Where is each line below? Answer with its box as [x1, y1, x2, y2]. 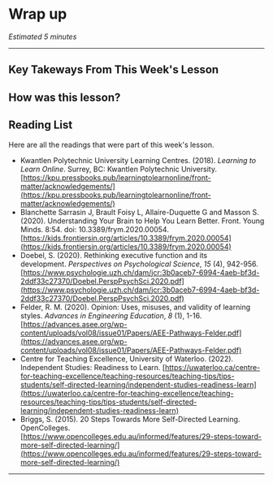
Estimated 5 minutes [8, 32, 77, 41]
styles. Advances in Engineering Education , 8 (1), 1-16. [19, 310, 202, 321]
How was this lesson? [8, 90, 121, 104]
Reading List [8, 119, 73, 132]
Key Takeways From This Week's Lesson [8, 63, 219, 77]
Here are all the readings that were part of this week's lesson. [8, 140, 214, 149]
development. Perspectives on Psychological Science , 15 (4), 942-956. [19, 259, 258, 269]
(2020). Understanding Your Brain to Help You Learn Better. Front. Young [19, 216, 265, 226]
